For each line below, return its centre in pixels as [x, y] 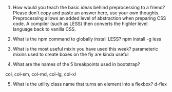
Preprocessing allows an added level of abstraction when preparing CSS [89, 18]
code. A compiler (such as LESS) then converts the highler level [80, 24]
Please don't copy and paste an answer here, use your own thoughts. [86, 13]
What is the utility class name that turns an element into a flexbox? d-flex [90, 84]
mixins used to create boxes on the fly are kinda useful [71, 54]
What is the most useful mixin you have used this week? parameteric [85, 49]
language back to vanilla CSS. [44, 29]
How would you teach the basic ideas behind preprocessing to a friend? [89, 7]
